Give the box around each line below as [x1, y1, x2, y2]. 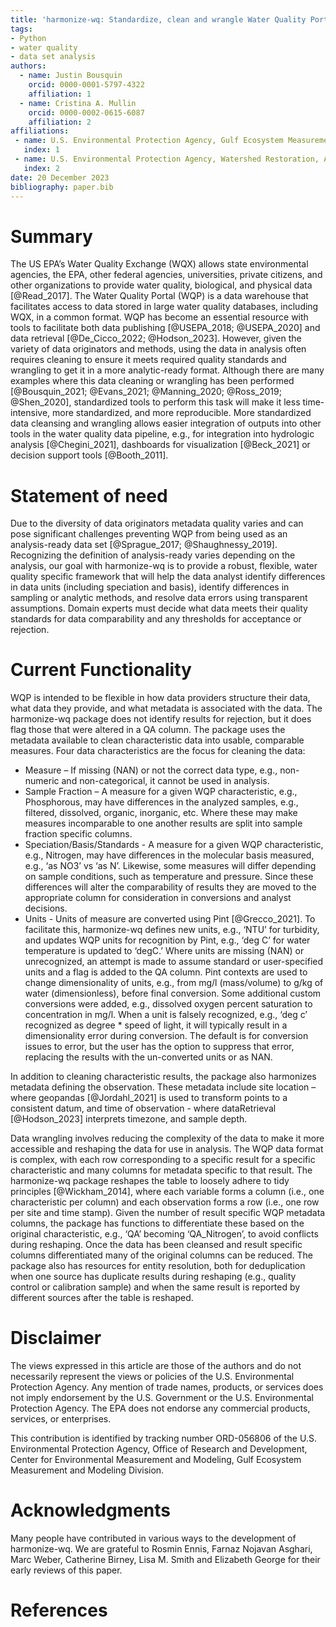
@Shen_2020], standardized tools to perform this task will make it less [10, 396, 301, 408]
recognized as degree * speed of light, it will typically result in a [24, 1019, 288, 1031]
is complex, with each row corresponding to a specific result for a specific [10, 1154, 316, 1166]
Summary [10, 225, 93, 248]
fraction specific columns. [24, 828, 133, 840]
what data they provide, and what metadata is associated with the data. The [10, 702, 323, 715]
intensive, [10, 407, 51, 419]
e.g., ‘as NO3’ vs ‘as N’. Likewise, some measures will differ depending [24, 860, 317, 872]
